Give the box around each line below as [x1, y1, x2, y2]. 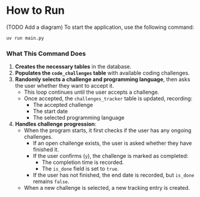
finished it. [32, 146, 59, 153]
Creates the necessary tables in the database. [14, 63, 132, 70]
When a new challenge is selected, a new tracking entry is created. [23, 184, 190, 192]
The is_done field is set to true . [41, 165, 119, 172]
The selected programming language [32, 114, 125, 121]
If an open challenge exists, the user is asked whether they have [32, 139, 192, 147]
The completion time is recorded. [41, 159, 124, 166]
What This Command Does [6, 49, 86, 58]
